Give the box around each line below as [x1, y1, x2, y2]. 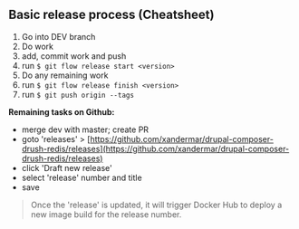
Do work [21, 41, 54, 52]
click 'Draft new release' [21, 162, 112, 173]
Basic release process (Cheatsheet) [8, 7, 215, 23]
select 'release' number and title [21, 172, 142, 183]
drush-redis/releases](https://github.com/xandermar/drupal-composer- [21, 143, 290, 154]
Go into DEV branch [21, 31, 96, 42]
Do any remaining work [21, 70, 109, 81]
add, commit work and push [21, 50, 127, 62]
